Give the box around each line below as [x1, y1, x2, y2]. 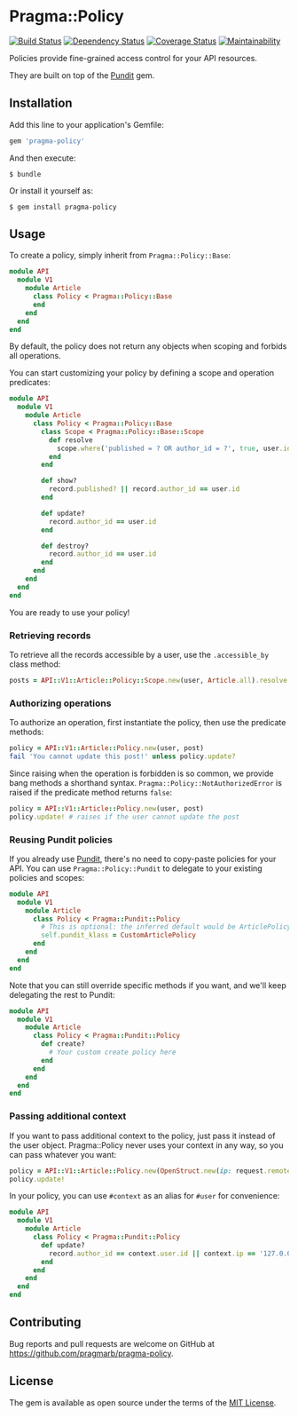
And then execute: [9, 153, 76, 163]
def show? [41, 477, 77, 486]
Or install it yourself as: [9, 185, 93, 196]
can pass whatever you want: [9, 1149, 117, 1160]
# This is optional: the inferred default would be [41, 922, 237, 931]
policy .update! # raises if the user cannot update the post [9, 812, 240, 821]
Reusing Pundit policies [9, 833, 114, 845]
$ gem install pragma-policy [9, 202, 117, 211]
